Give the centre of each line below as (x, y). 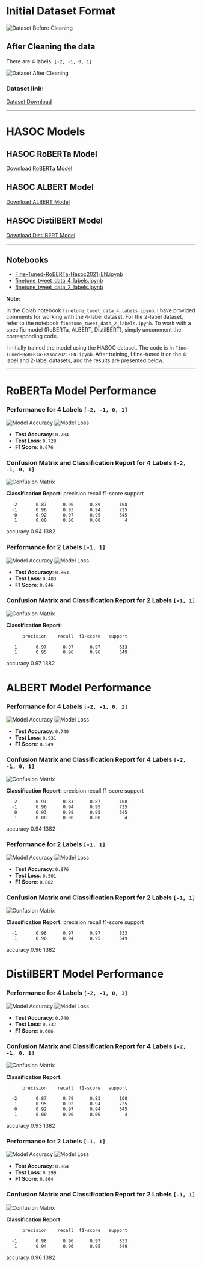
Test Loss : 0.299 (35, 1172)
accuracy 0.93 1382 (31, 1126)
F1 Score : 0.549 (34, 744)
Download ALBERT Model (38, 202)
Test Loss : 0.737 (35, 1024)
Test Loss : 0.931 (35, 738)
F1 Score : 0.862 (34, 882)
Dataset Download (29, 102)
